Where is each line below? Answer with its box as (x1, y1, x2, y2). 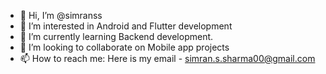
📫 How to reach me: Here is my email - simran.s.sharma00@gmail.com (19, 53, 316, 64)
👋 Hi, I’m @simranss (19, 10, 103, 21)
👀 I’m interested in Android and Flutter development (19, 20, 233, 32)
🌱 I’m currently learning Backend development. (19, 31, 214, 42)
